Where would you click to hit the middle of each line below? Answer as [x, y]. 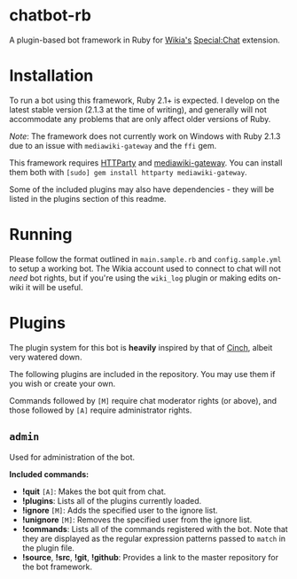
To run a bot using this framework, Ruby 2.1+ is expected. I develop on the [145, 100]
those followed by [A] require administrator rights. [101, 410]
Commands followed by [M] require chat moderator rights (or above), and [143, 400]
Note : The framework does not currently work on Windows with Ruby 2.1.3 [145, 136]
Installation [51, 76]
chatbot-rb [50, 15]
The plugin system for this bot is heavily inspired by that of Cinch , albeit [141, 347]
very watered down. [46, 357]
